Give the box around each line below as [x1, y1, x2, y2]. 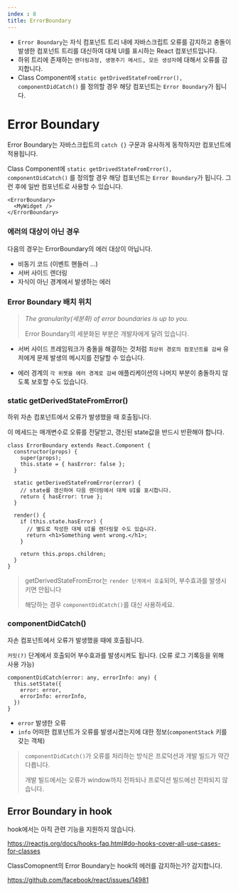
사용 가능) [7, 660, 35, 668]
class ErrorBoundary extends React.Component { [7, 442, 151, 449]
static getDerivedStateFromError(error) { [13, 480, 141, 487]
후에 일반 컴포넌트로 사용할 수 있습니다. [14, 182, 123, 191]
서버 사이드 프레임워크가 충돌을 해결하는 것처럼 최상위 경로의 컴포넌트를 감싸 [17, 344, 222, 353]
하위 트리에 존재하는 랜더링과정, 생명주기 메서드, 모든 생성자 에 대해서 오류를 [17, 55, 220, 64]
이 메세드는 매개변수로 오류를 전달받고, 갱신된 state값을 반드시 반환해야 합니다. [7, 428, 225, 436]
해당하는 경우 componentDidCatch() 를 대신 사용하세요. [24, 601, 175, 609]
